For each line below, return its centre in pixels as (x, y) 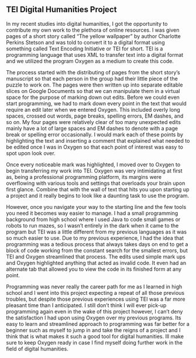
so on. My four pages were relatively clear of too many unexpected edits (94, 122)
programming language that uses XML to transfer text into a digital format (95, 54)
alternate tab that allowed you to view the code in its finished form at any (94, 269)
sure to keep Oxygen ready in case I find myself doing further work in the (94, 342)
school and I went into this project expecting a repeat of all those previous (95, 292)
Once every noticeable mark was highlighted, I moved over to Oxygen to (93, 164)
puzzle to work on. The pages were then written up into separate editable (94, 85)
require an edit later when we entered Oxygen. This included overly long (93, 109)
